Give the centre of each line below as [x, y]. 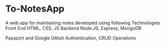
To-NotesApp [35, 9]
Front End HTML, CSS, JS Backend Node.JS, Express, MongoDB [74, 28]
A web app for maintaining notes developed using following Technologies [83, 23]
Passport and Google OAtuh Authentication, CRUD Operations [71, 38]
